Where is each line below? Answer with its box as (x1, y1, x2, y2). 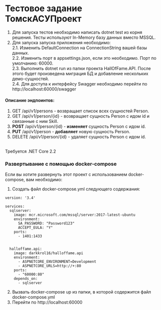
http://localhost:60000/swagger (12, 86, 77, 92)
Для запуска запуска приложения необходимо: (12, 39, 111, 45)
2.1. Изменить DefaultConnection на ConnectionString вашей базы (12, 45, 147, 51)
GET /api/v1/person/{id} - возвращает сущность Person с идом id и (12, 113, 149, 119)
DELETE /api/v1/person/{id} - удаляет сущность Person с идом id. (12, 134, 146, 140)
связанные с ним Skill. (12, 119, 59, 124)
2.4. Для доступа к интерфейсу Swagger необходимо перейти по (12, 81, 147, 86)
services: (5, 204, 25, 209)
